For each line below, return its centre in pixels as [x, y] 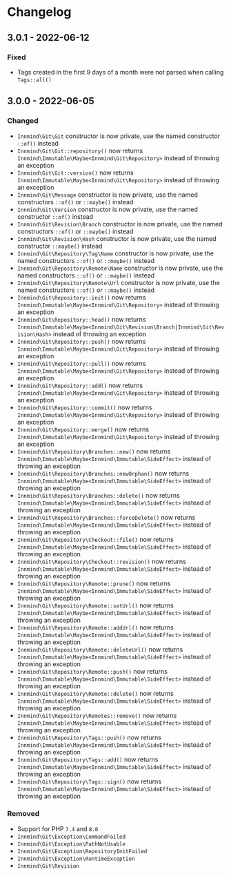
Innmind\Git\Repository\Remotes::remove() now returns [97, 715]
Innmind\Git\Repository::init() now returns [81, 297]
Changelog [39, 12]
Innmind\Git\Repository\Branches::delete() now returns [99, 495]
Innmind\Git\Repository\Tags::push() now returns [89, 737]
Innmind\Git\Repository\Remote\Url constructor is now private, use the [119, 282]
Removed [23, 814]
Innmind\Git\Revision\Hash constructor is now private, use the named [117, 238]
